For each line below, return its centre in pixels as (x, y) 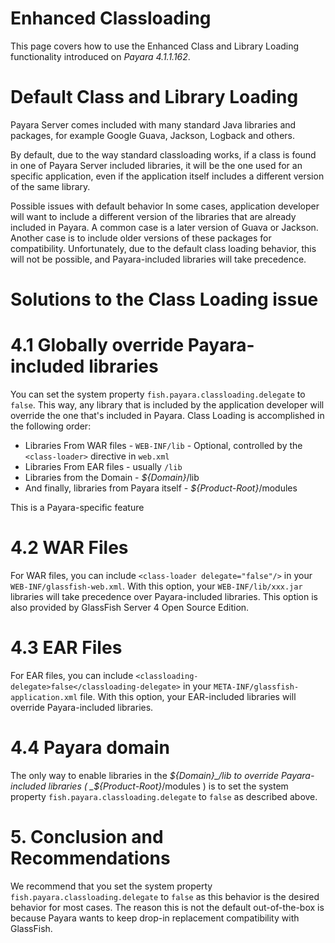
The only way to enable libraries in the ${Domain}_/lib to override (144, 775)
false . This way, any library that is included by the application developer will (167, 405)
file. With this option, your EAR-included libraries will (188, 696)
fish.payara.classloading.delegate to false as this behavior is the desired (165, 896)
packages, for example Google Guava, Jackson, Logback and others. (152, 135)
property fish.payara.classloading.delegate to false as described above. (164, 796)
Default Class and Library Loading (154, 97)
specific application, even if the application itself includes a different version (167, 176)
